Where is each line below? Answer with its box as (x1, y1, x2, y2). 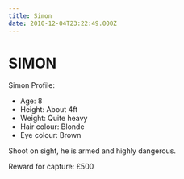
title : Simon (8, 11, 52, 20)
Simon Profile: (8, 81, 55, 90)
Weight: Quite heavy (19, 114, 88, 123)
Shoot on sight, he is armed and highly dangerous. (8, 146, 176, 156)
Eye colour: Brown (19, 131, 82, 140)
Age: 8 (19, 96, 43, 106)
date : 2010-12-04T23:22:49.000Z (8, 19, 117, 27)
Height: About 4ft (19, 105, 78, 114)
